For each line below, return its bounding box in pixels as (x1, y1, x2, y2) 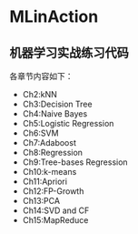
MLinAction (9, 6, 99, 27)
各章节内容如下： (9, 71, 74, 81)
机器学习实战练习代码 (9, 45, 129, 60)
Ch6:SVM (22, 127, 59, 138)
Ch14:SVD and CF (22, 205, 90, 216)
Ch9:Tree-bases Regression (22, 157, 129, 168)
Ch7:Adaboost (22, 137, 77, 148)
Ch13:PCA (22, 196, 61, 206)
